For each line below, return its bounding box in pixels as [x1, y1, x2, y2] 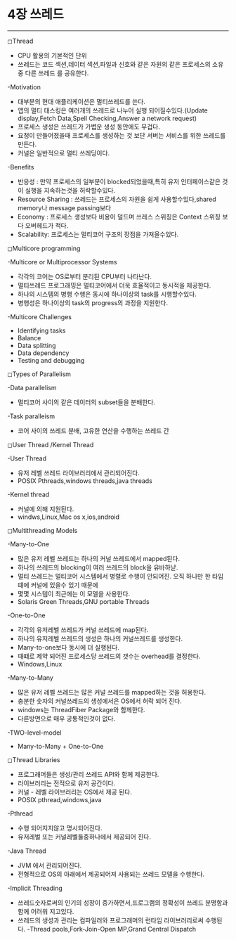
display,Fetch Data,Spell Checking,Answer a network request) [17, 114, 197, 122]
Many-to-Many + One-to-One [17, 742, 104, 750]
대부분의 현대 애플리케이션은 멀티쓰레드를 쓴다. [17, 97, 146, 105]
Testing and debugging [17, 356, 85, 364]
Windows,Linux [17, 659, 63, 668]
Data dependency [17, 349, 70, 357]
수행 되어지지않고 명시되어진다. [17, 823, 103, 832]
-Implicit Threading [7, 884, 63, 892]
